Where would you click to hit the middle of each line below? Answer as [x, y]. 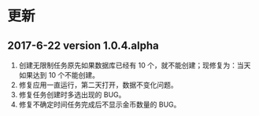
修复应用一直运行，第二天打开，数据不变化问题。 [98, 85]
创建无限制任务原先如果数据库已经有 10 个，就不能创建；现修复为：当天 [135, 65]
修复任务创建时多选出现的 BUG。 [72, 94]
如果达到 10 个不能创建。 [59, 75]
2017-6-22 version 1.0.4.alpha [83, 45]
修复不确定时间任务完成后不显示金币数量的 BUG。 [100, 104]
